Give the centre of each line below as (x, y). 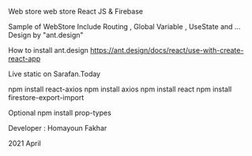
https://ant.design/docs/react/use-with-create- (167, 50)
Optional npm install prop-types (60, 113)
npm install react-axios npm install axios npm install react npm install (120, 89)
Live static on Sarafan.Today (55, 74)
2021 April (24, 143)
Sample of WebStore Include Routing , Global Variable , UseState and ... (124, 26)
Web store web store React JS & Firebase (76, 11)
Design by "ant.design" (46, 35)
